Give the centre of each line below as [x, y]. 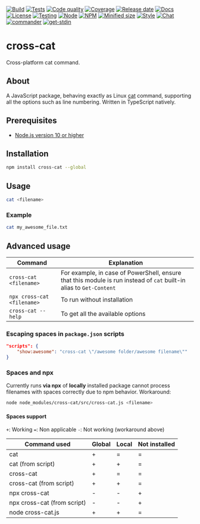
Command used [48, 444]
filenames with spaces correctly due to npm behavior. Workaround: [89, 392]
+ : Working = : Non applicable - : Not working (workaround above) [85, 430]
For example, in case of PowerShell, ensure [121, 272]
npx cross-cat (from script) [48, 503]
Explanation [126, 262]
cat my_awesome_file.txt [37, 227]
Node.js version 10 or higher [49, 135]
